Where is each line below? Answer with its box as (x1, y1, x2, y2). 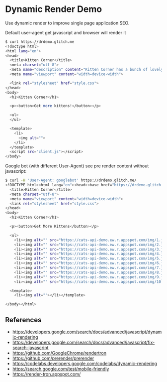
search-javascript (12, 345, 49, 351)
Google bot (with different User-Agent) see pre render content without (5, 163, 149, 169)
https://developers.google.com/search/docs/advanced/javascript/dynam (12, 329, 162, 335)
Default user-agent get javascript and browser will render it (5, 29, 126, 35)
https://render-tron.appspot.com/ (12, 371, 81, 377)
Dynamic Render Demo (5, 3, 102, 15)
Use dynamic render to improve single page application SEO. (5, 20, 130, 26)
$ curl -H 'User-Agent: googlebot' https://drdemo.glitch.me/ (5, 178, 137, 183)
